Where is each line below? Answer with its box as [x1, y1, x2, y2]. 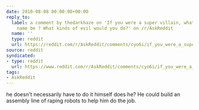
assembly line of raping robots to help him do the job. [6, 97, 136, 104]
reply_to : [6, 14, 31, 20]
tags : [6, 69, 20, 75]
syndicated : [6, 53, 36, 59]
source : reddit [6, 47, 44, 53]
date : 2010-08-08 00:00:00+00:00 [6, 8, 89, 15]
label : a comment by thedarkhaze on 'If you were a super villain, [11, 20, 182, 25]
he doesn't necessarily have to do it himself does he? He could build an [6, 91, 181, 98]
